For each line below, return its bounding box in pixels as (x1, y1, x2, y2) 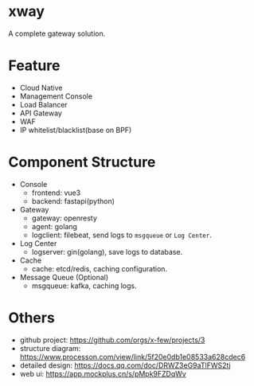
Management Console (19, 91, 93, 101)
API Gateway (19, 108, 62, 118)
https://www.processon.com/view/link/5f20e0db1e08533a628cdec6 (19, 352, 246, 361)
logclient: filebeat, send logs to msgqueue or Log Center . (31, 230, 213, 240)
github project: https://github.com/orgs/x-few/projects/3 (19, 335, 205, 345)
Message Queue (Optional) (19, 272, 109, 282)
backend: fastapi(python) (31, 196, 115, 205)
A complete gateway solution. (8, 29, 106, 38)
